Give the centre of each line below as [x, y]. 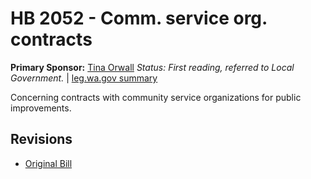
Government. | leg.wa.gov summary [84, 78]
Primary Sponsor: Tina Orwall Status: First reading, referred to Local [152, 67]
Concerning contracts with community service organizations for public [156, 97]
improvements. [41, 108]
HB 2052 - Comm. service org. [139, 18]
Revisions [41, 139]
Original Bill [48, 163]
